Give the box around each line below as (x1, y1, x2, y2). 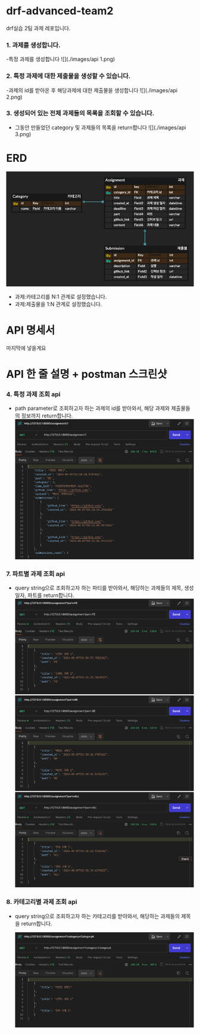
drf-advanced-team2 (6, 4, 114, 18)
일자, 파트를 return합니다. (14, 592, 74, 599)
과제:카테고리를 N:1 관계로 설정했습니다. (14, 293, 107, 300)
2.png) (6, 93, 23, 101)
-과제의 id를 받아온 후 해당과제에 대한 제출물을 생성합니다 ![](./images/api (6, 86, 177, 93)
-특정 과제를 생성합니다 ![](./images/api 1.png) (6, 55, 115, 63)
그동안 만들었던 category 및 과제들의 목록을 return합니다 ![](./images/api (14, 124, 186, 131)
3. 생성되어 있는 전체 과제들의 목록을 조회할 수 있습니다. (6, 109, 155, 117)
